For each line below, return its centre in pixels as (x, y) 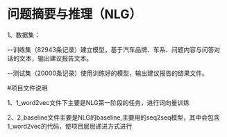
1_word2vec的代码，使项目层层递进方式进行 (70, 126)
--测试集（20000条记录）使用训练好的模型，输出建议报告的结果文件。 (108, 73)
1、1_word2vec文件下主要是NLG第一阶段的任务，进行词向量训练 (98, 102)
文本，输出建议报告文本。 (56, 58)
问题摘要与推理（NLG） (75, 14)
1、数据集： (24, 35)
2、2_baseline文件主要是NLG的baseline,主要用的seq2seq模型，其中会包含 (113, 117)
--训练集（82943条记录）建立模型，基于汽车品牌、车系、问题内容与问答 (111, 49)
